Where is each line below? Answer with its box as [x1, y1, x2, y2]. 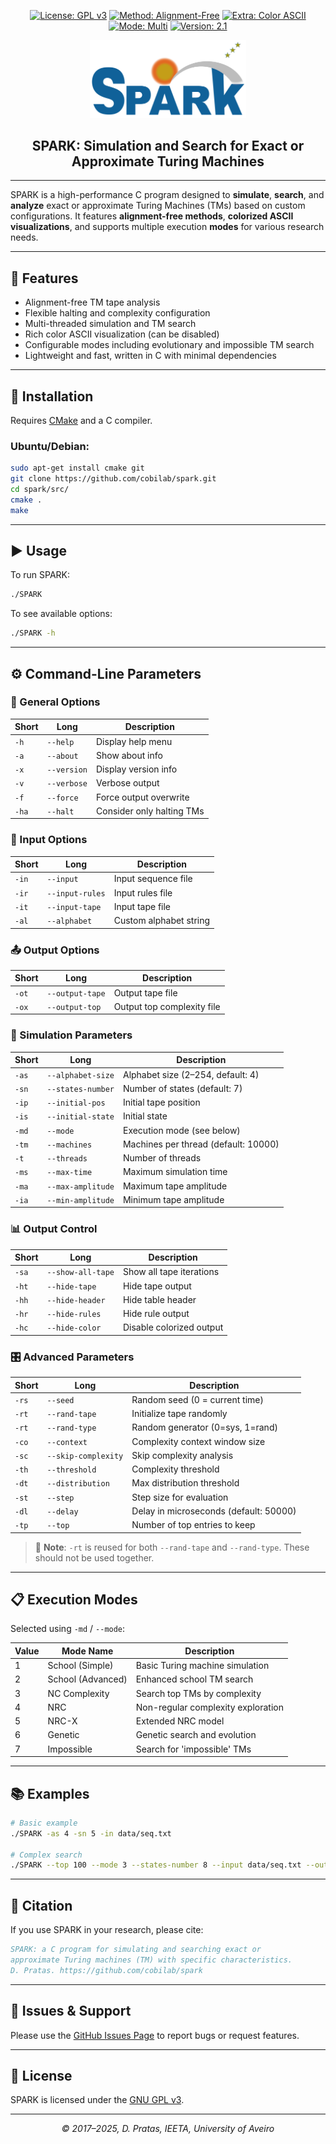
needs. [10, 231, 39, 244]
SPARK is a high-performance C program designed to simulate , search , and [10, 189, 325, 201]
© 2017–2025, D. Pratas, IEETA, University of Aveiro [61, 2123, 275, 2135]
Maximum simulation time [122, 1166, 228, 1178]
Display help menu [96, 735, 173, 747]
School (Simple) [47, 1660, 114, 1672]
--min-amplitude [46, 1195, 115, 1205]
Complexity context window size [131, 1435, 266, 1447]
